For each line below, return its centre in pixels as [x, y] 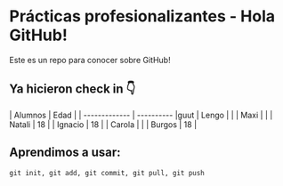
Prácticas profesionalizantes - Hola [142, 16]
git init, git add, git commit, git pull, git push [107, 173]
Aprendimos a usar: [65, 153]
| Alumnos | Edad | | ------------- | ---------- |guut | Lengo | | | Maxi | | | [141, 115]
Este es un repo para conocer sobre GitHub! [90, 60]
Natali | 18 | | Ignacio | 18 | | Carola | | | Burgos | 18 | [103, 124]
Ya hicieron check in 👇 [73, 89]
